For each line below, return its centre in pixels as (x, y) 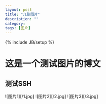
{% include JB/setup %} (30, 42)
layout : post (19, 10)
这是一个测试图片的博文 (53, 64)
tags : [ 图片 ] (18, 28)
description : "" (22, 19)
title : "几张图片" (23, 14)
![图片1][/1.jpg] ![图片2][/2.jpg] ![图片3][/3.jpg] (52, 97)
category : (15, 24)
